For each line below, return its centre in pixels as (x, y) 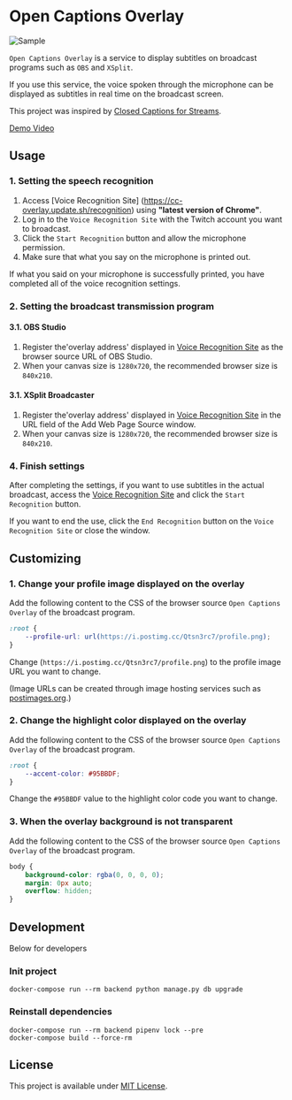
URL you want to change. (55, 671)
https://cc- (163, 200)
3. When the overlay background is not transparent (121, 821)
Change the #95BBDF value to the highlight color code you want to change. (143, 798)
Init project (33, 971)
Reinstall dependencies (61, 1012)
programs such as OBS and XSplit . (71, 67)
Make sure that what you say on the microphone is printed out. (136, 256)
